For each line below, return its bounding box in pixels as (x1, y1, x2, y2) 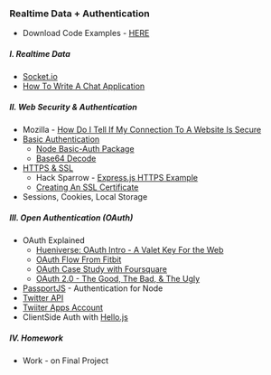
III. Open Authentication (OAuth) (9, 211, 134, 223)
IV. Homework (9, 333, 63, 343)
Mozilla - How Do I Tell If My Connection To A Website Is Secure (22, 125, 262, 136)
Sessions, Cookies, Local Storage (22, 192, 148, 202)
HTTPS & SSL (22, 163, 74, 173)
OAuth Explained (22, 235, 86, 246)
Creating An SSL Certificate (35, 182, 139, 192)
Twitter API (22, 293, 64, 304)
